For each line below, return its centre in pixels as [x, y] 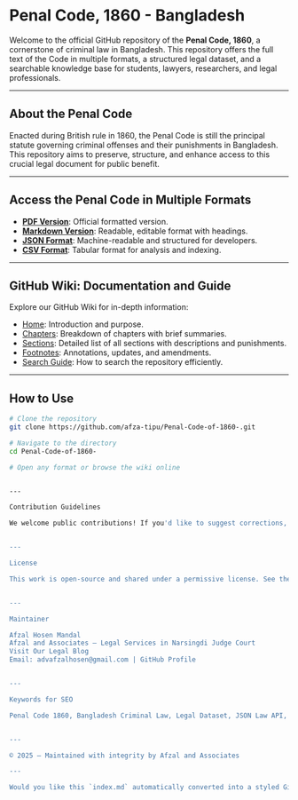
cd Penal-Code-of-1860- [53, 451]
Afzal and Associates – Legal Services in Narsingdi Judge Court [132, 643]
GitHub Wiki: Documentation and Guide [120, 285]
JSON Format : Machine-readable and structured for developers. [140, 240]
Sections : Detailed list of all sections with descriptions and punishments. [154, 344]
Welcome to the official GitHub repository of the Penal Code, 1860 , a [135, 40]
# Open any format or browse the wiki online [94, 467]
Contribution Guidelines [55, 507]
